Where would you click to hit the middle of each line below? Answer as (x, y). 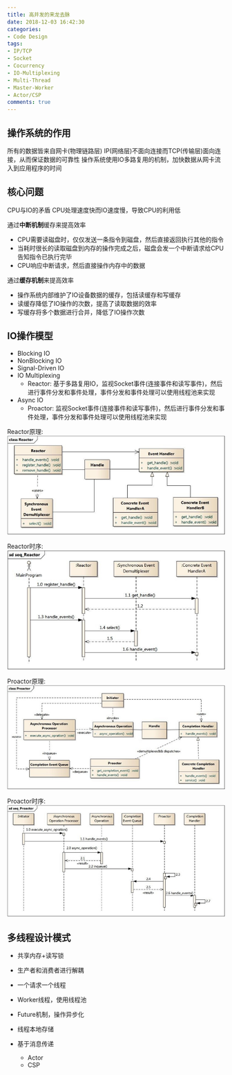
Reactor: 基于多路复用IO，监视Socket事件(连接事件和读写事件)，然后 (125, 383)
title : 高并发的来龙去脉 (39, 15)
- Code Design (28, 37)
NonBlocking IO (39, 361)
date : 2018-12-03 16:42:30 (46, 22)
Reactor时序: (25, 546)
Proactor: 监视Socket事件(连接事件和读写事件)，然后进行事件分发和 (123, 408)
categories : (24, 29)
